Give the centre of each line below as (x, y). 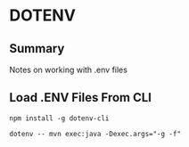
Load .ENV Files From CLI (81, 98)
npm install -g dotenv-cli (59, 118)
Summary (37, 49)
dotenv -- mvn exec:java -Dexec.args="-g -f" (95, 134)
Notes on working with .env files (68, 69)
